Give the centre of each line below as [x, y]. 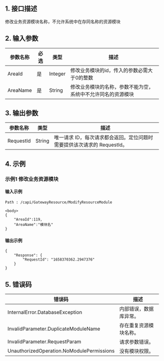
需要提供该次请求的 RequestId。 [91, 145]
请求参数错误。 [136, 342]
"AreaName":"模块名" [34, 224]
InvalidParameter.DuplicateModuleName [54, 329]
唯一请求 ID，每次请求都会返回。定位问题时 [103, 138]
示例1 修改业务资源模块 [32, 179]
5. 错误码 [18, 284]
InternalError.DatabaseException [45, 312]
